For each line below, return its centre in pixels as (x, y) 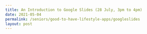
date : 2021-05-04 (23, 14)
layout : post (19, 24)
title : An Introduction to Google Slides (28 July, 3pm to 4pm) (74, 10)
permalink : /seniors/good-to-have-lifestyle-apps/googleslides (73, 19)
